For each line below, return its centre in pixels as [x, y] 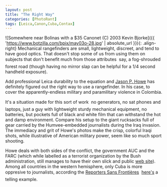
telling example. [21, 180]
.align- [149, 43]
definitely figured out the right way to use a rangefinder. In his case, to [77, 87]
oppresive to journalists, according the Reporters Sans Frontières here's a [82, 172]
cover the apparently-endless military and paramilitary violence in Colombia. [84, 92]
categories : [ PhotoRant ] [31, 19]
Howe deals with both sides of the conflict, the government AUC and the [80, 151]
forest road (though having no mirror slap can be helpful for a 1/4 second [80, 67]
